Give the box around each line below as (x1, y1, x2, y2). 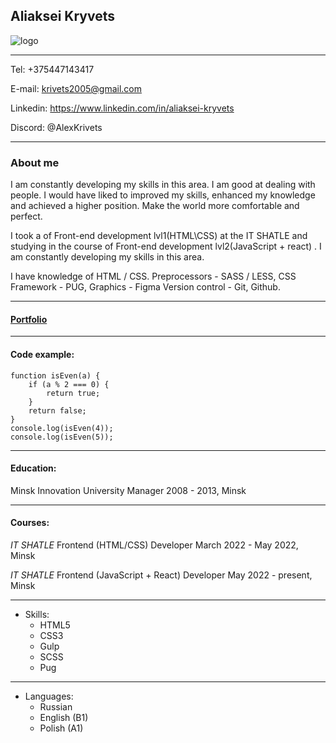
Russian (39, 700, 73, 713)
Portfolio (10, 313, 48, 325)
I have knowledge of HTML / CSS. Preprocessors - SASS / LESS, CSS (10, 270, 297, 283)
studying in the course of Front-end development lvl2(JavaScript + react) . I (10, 240, 322, 253)
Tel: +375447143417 (10, 63, 95, 75)
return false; (28, 405, 87, 416)
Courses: (10, 517, 50, 529)
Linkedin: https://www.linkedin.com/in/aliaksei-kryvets (10, 102, 235, 114)
